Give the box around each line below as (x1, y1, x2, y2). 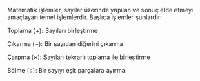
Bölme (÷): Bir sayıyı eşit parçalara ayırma (7, 67, 126, 74)
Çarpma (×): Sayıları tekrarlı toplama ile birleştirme (7, 53, 150, 61)
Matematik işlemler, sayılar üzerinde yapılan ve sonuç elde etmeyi (7, 6, 194, 14)
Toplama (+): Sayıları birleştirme (7, 27, 98, 34)
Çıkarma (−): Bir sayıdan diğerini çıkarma (7, 40, 123, 47)
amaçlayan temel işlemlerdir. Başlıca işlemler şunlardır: (7, 13, 162, 21)
